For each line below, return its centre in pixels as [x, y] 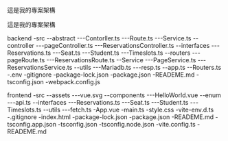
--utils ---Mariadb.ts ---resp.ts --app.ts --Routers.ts [148, 67]
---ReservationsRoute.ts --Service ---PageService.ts [121, 60]
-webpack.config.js [73, 82]
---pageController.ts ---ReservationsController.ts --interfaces [123, 46]
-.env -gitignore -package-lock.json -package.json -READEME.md [101, 75]
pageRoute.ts [26, 60]
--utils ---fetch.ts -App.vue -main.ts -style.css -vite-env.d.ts [128, 110]
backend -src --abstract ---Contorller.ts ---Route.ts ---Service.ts [99, 38]
